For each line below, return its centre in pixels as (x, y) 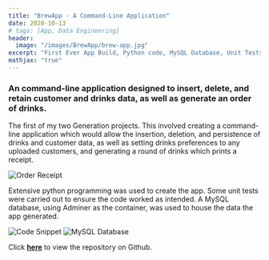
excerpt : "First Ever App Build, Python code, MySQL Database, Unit (125, 53)
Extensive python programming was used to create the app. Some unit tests (133, 191)
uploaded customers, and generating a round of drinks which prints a (123, 151)
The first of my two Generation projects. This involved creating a (114, 126)
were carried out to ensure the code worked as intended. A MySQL (119, 199)
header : (21, 38)
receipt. (21, 160)
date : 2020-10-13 (37, 23)
